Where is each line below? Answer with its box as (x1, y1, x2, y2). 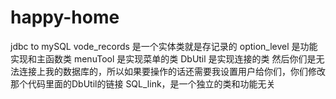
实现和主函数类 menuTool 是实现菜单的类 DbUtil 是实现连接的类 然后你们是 (10, 52, 317, 65)
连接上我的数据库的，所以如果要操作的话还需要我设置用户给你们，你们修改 (18, 65, 326, 77)
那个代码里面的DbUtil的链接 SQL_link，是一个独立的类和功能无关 (10, 77, 276, 90)
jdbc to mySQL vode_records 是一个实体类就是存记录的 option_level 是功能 (10, 40, 318, 52)
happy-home (10, 6, 120, 29)
